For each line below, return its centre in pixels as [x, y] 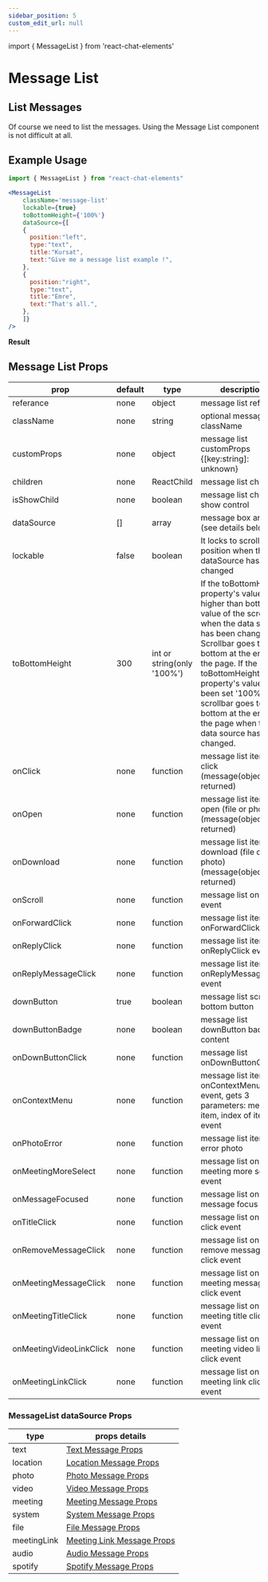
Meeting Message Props [112, 1501]
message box [226, 517]
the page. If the [229, 663]
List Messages [45, 107]
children [28, 481]
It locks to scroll [230, 540]
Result [19, 342]
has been [218, 633]
